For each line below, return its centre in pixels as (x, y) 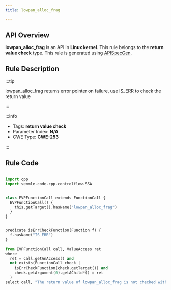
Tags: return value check (39, 126)
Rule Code (22, 163)
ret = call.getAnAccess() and (42, 258)
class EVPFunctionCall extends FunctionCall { (55, 198)
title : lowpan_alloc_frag (33, 10)
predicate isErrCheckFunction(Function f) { (53, 230)
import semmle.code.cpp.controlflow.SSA (49, 184)
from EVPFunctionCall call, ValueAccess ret (53, 249)
